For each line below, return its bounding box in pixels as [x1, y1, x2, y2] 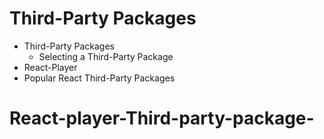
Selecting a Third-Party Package [38, 50, 174, 62]
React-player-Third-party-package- [9, 107, 315, 130]
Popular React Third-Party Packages [23, 72, 176, 84]
